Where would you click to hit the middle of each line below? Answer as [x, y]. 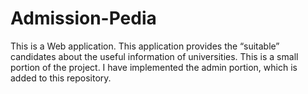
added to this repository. [61, 78]
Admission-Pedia [83, 18]
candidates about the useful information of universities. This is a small [154, 56]
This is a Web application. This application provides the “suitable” [145, 46]
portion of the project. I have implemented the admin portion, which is [154, 67]
